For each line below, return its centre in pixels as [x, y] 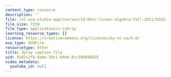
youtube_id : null [28, 66]
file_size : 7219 [22, 24]
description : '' [22, 15]
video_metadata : [22, 62]
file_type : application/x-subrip [41, 29]
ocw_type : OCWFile [25, 43]
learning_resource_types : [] [36, 33]
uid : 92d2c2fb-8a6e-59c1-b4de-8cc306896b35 [52, 57]
